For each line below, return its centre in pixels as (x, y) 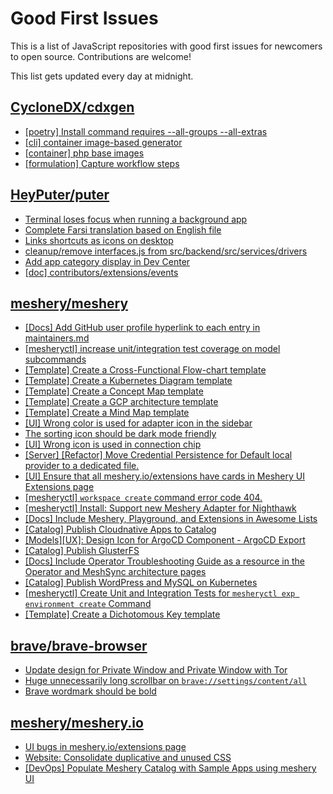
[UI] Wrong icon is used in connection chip (113, 444)
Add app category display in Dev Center (107, 261)
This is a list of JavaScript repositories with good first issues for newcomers (166, 46)
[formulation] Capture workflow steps (102, 163)
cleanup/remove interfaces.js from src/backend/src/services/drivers (166, 251)
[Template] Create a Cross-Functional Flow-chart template (145, 370)
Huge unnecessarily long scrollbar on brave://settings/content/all (166, 681)
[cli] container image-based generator (103, 142)
